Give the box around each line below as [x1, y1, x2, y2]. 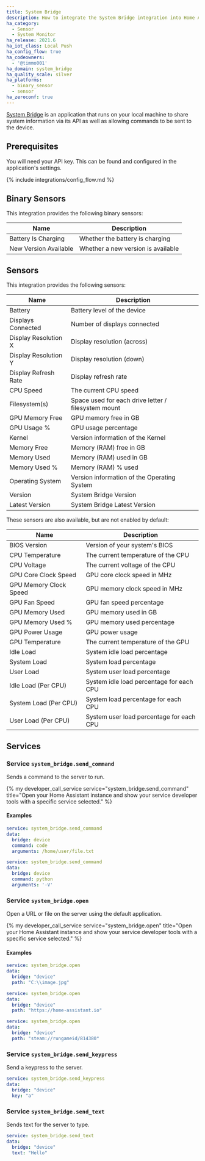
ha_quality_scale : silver [6, 71, 72, 77]
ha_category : [6, 20, 40, 26]
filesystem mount [71, 404, 121, 412]
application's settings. [6, 164, 62, 171]
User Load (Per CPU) [9, 716, 70, 725]
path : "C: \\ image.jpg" [12, 979, 70, 985]
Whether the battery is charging [79, 234, 171, 243]
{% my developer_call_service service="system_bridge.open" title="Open [6, 922, 192, 929]
